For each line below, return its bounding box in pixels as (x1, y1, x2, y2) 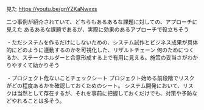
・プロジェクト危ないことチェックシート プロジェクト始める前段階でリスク (6, 75, 195, 81)
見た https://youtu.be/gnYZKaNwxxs (6, 5, 97, 12)
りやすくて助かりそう (6, 61, 60, 69)
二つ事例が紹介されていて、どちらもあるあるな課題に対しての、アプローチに (6, 18, 198, 26)
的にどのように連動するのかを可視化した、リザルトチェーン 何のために (6, 46, 184, 53)
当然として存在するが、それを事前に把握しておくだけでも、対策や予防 (16, 90, 193, 97)
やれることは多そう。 (11, 97, 65, 105)
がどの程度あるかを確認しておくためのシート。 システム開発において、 (6, 82, 183, 89)
